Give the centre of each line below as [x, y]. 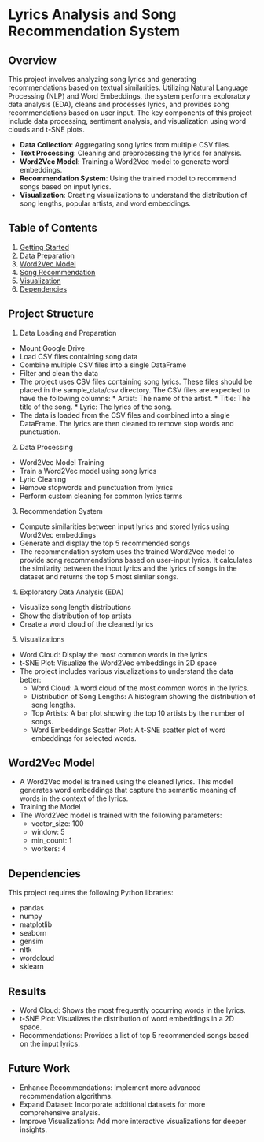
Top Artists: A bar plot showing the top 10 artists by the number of [138, 713]
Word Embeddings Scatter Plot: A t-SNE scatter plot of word [128, 730]
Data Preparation [47, 255]
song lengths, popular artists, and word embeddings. [105, 203]
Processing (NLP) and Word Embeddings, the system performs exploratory [129, 96]
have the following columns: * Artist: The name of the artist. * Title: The [135, 398]
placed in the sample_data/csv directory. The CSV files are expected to [134, 390]
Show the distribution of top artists [75, 616]
